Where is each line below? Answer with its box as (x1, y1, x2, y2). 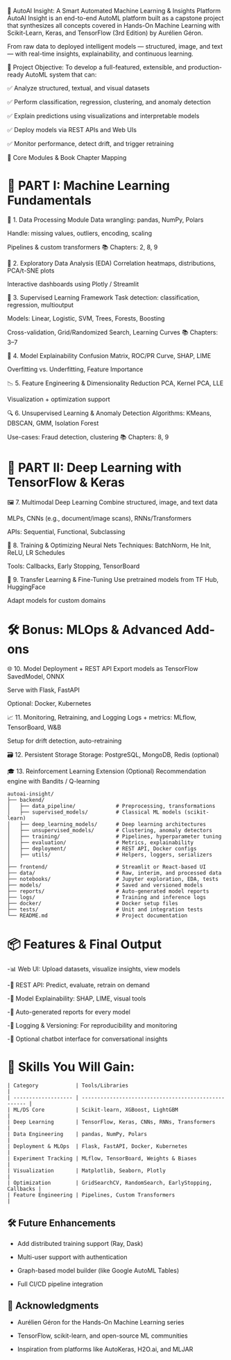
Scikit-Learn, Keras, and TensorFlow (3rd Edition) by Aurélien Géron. (7, 29, 203, 37)
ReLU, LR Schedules (7, 548, 65, 556)
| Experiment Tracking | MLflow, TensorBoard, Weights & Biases (7, 1155, 197, 1162)
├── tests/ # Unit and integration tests (7, 906, 203, 913)
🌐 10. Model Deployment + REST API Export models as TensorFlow (7, 664, 198, 672)
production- (188, 63, 222, 71)
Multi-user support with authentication (17, 1252, 128, 1261)
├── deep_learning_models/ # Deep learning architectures (19, 820, 207, 827)
